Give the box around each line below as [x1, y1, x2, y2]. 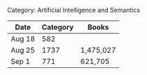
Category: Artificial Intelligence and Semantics [7, 6, 141, 14]
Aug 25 [10, 45, 36, 55]
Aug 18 [10, 34, 36, 44]
